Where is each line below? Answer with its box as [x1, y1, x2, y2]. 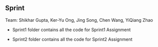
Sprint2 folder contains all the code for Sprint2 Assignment [12, 36, 133, 42]
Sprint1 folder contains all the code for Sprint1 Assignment [12, 27, 131, 33]
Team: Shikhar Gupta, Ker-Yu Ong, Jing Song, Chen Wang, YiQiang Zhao [5, 17, 154, 23]
